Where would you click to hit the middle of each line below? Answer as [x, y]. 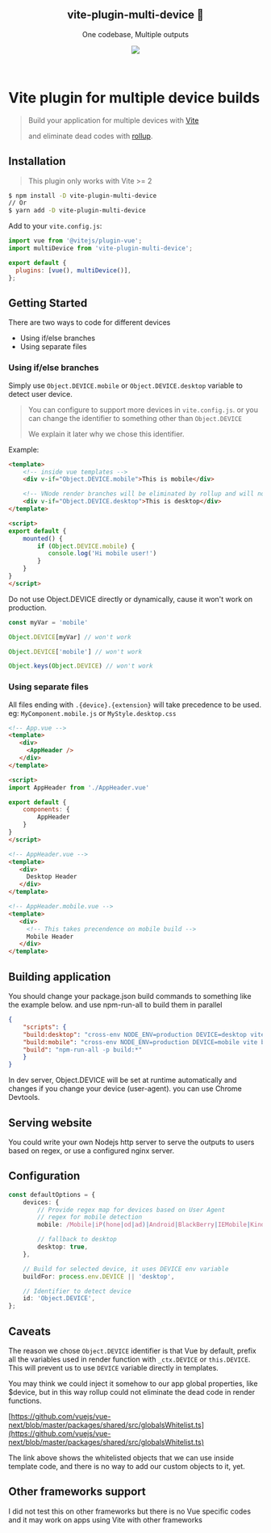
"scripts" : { [45, 1027]
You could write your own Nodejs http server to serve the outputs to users [131, 1142]
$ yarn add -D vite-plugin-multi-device [77, 211]
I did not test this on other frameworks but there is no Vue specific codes [130, 1511]
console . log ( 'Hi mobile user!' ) [102, 554]
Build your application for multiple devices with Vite [113, 120]
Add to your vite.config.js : [55, 226]
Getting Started [48, 303]
